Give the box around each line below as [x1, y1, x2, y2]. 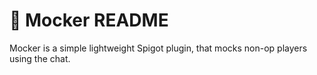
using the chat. [9, 52, 71, 64]
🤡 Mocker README [9, 9, 169, 32]
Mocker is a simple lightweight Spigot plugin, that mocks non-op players [9, 42, 308, 54]
